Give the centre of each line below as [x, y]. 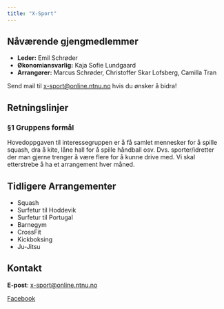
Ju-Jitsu [29, 246]
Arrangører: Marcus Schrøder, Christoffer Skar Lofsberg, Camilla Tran [117, 72]
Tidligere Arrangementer [62, 186]
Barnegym [32, 224]
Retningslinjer [38, 108]
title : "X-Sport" [32, 13]
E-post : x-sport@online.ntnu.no [52, 285]
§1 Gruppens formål [41, 127]
